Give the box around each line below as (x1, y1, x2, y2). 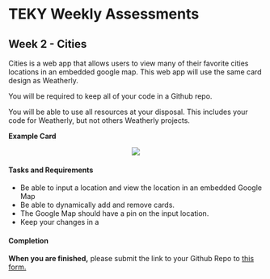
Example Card (8, 131, 57, 141)
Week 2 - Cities (8, 37, 87, 51)
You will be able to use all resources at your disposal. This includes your (8, 107, 248, 116)
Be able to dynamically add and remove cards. (19, 200, 175, 210)
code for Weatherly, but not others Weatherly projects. (8, 116, 190, 125)
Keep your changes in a (19, 218, 99, 227)
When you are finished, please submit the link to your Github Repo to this (8, 254, 255, 264)
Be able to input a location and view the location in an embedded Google (19, 183, 263, 192)
